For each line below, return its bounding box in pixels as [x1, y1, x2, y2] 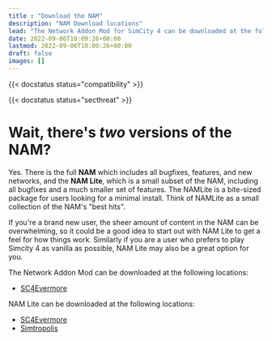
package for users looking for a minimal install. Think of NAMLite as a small [8, 193, 260, 202]
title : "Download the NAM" [8, 11, 104, 20]
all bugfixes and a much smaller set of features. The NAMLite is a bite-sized [8, 184, 261, 194]
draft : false [8, 49, 53, 58]
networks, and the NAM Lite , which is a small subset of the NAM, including [8, 176, 259, 185]
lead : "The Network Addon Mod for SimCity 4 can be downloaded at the [8, 27, 252, 35]
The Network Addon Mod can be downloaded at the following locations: [8, 267, 249, 277]
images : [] [8, 58, 45, 66]
